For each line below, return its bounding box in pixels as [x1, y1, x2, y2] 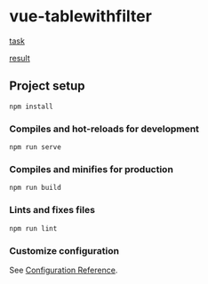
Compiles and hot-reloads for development [9, 122, 200, 135]
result [9, 52, 31, 63]
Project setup [9, 78, 86, 94]
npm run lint [9, 224, 58, 233]
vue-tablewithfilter [9, 6, 153, 27]
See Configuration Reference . [9, 264, 118, 275]
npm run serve [9, 143, 62, 152]
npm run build [9, 184, 62, 193]
